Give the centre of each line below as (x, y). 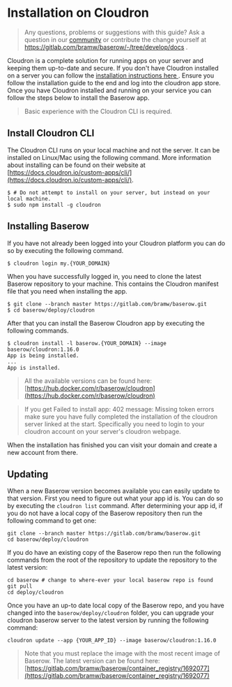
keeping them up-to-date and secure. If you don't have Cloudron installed (113, 68)
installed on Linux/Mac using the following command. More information (109, 157)
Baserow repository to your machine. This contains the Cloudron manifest (113, 284)
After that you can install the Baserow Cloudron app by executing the (106, 323)
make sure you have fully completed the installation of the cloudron (121, 417)
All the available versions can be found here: (88, 381)
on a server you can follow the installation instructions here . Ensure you (111, 75)
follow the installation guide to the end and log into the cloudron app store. (114, 82)
